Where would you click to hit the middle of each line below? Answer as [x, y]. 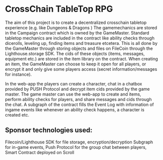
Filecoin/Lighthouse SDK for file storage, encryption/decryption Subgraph [79, 142]
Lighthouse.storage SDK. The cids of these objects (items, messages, [75, 53]
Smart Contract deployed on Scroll [40, 152]
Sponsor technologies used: [49, 130]
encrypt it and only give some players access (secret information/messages [81, 69]
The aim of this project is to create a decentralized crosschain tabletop [76, 22]
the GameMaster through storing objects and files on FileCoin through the [79, 48]
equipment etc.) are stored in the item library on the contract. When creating [81, 59]
